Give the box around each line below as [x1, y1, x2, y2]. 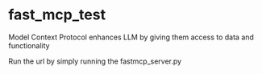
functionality [8, 40, 50, 50]
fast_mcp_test [8, 6, 106, 24]
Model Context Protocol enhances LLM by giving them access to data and [8, 32, 254, 42]
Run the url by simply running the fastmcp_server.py [8, 56, 182, 66]
